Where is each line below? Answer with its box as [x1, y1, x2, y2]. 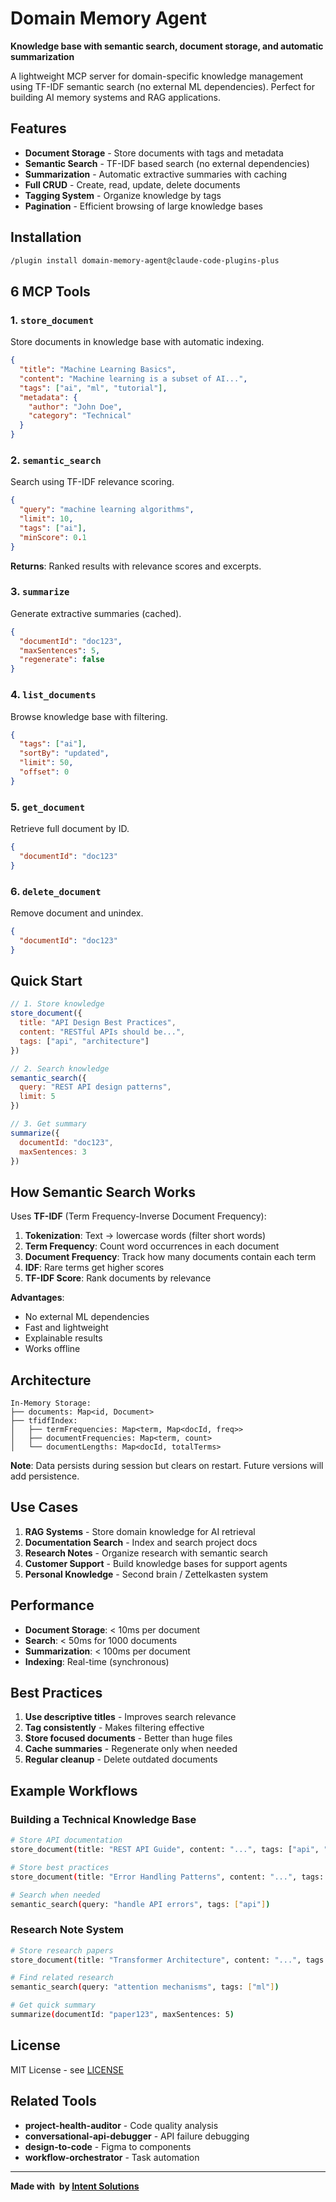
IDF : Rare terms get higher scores [24, 1262, 165, 1274]
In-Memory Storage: [10, 1398, 92, 1409]
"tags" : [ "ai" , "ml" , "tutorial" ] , [19, 383, 168, 393]
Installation [10, 229, 82, 246]
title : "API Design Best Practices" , [19, 1018, 177, 1028]
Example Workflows [10, 1782, 138, 1799]
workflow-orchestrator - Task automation [24, 2151, 200, 2163]
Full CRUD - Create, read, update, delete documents [24, 178, 241, 191]
